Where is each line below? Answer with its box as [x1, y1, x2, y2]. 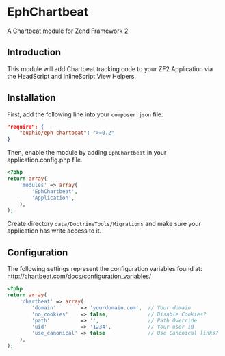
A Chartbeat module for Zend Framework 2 [7, 27, 129, 35]
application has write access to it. [7, 227, 102, 235]
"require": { [7, 123, 44, 130]
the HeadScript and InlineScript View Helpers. [7, 72, 137, 80]
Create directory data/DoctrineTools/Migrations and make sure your [7, 220, 202, 228]
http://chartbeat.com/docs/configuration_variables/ [7, 272, 152, 281]
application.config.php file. [7, 155, 83, 164]
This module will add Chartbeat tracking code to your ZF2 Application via [7, 64, 213, 73]
